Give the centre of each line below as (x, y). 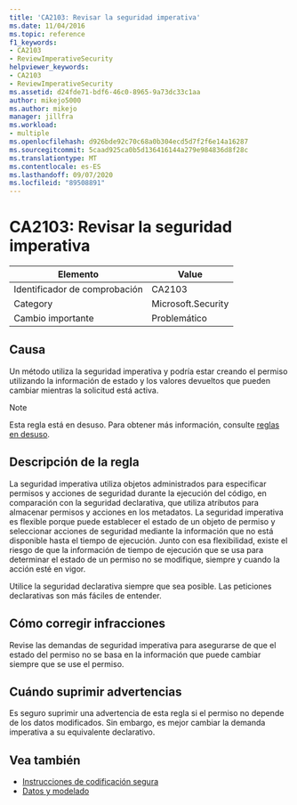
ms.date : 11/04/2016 (48, 26)
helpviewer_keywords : (49, 68)
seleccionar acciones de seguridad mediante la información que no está (141, 531)
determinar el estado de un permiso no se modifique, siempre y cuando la (144, 559)
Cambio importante (54, 319)
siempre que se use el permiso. (67, 663)
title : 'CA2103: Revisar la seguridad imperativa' (105, 17)
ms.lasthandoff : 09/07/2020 (61, 175)
